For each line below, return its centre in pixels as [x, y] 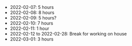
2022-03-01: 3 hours [32, 39]
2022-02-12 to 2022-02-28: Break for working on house [68, 34]
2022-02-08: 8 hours [32, 12]
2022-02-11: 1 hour [29, 28]
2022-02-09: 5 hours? [33, 18]
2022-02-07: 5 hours [32, 7]
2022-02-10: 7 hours [32, 23]
